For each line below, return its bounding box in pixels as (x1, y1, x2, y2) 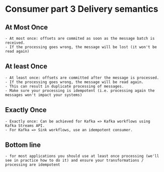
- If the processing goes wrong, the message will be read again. (5, 80, 144, 85)
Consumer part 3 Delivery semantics (5, 3, 159, 15)
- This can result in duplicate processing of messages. (5, 84, 124, 89)
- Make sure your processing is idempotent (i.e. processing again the (5, 88, 155, 93)
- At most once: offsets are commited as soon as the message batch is (5, 36, 155, 41)
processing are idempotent (5, 162, 60, 168)
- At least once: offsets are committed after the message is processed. (5, 75, 160, 80)
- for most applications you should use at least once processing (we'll (5, 154, 160, 159)
